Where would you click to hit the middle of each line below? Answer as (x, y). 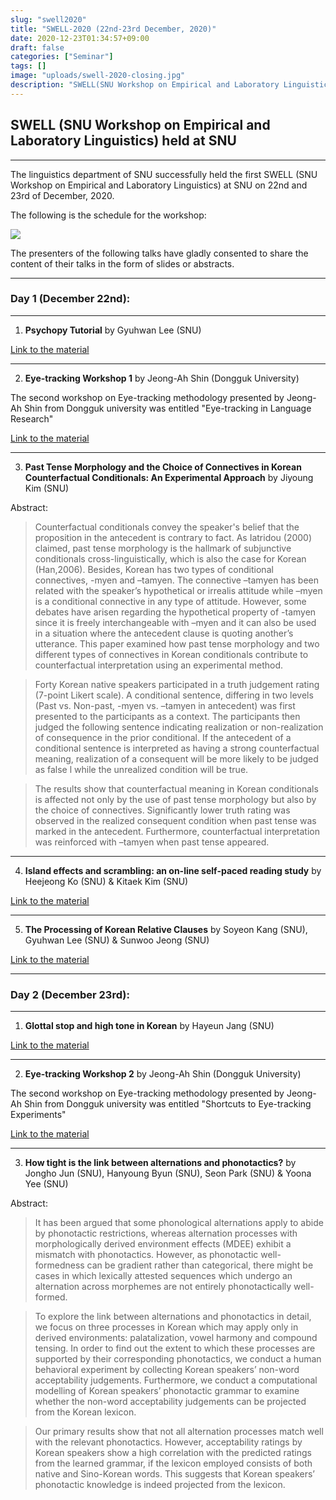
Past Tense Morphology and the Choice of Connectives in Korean (163, 467)
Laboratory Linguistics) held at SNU (123, 141)
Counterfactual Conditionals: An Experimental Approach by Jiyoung (169, 477)
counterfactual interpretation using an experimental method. (159, 665)
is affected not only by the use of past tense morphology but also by (175, 799)
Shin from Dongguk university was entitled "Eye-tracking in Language (167, 408)
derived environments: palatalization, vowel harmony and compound (176, 1338)
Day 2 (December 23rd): (70, 994)
